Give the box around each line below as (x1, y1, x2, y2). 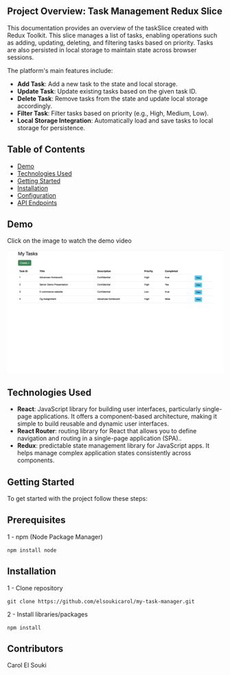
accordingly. (16, 101, 53, 110)
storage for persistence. (16, 123, 86, 132)
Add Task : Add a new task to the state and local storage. (16, 79, 178, 88)
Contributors (7, 643, 64, 655)
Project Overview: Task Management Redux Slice (7, 6, 223, 17)
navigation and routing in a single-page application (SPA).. (16, 434, 182, 443)
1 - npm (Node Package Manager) (7, 532, 103, 541)
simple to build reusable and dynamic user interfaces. (16, 419, 170, 428)
